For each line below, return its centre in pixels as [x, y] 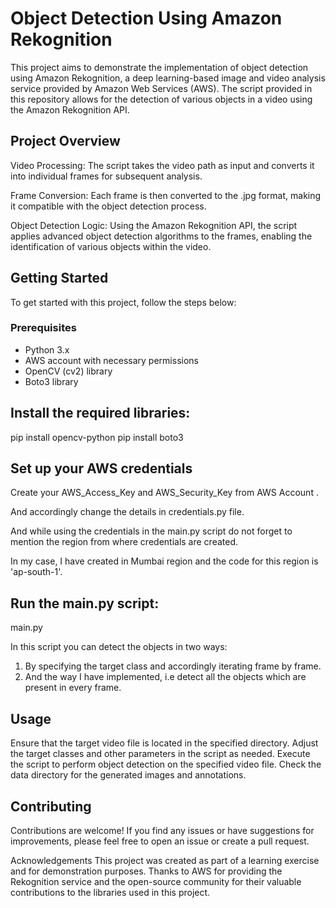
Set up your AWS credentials [101, 468]
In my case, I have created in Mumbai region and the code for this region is [164, 561]
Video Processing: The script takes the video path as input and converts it [162, 165]
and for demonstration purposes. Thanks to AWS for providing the [146, 871]
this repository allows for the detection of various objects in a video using [161, 99]
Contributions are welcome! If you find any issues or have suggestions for [162, 830]
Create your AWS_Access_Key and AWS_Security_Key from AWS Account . [164, 493]
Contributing [51, 806]
